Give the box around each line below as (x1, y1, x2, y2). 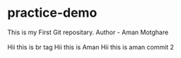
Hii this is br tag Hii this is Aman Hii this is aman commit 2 (7, 43, 175, 51)
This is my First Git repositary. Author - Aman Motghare (7, 28, 169, 36)
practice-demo (7, 5, 98, 21)
